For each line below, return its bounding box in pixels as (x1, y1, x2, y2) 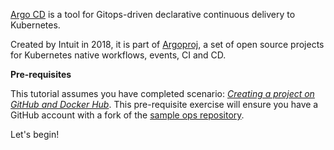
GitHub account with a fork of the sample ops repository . (10, 109, 245, 121)
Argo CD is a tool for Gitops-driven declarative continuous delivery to (10, 9, 296, 20)
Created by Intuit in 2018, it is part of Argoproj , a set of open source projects (10, 39, 325, 50)
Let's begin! (10, 129, 60, 140)
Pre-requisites (10, 69, 72, 80)
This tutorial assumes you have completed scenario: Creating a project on (10, 88, 315, 99)
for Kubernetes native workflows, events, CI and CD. (10, 49, 227, 61)
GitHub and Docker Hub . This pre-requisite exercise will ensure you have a (10, 99, 319, 110)
